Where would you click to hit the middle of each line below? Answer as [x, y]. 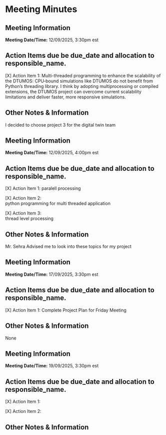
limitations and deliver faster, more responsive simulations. [65, 97]
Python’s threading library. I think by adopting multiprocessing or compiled [82, 86]
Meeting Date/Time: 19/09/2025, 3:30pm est [52, 366]
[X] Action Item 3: [23, 213]
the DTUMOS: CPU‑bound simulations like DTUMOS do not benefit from [79, 81]
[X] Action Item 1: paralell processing [43, 188]
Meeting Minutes [41, 9]
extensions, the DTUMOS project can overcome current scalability [73, 91]
